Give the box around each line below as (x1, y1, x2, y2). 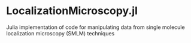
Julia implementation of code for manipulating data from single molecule (6, 24, 185, 31)
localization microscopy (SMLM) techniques (6, 29, 115, 37)
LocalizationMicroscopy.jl (6, 4, 138, 18)
